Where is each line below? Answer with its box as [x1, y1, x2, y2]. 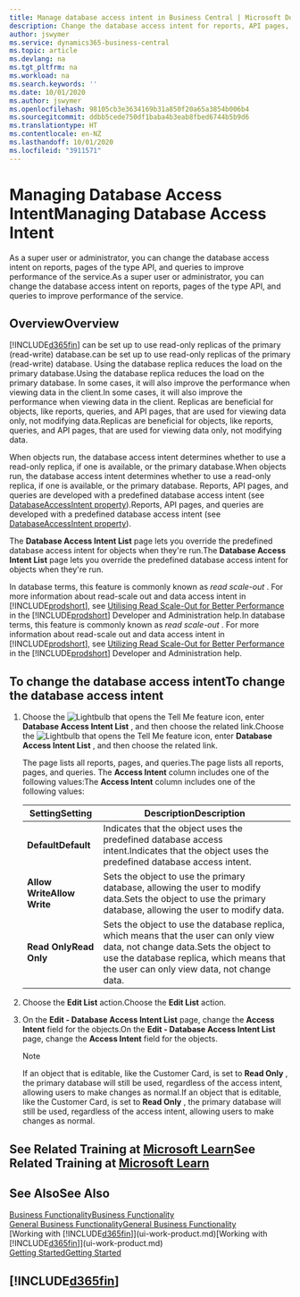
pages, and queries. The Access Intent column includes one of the [21, 767, 270, 778]
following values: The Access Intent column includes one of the [21, 777, 256, 787]
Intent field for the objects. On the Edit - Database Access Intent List [21, 1024, 276, 1035]
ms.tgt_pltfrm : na [9, 63, 78, 72]
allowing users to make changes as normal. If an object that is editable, [21, 1087, 282, 1098]
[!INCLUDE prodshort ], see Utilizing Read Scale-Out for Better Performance [9, 638, 285, 649]
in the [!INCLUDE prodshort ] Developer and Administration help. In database [9, 610, 286, 621]
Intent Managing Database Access [9, 203, 267, 223]
